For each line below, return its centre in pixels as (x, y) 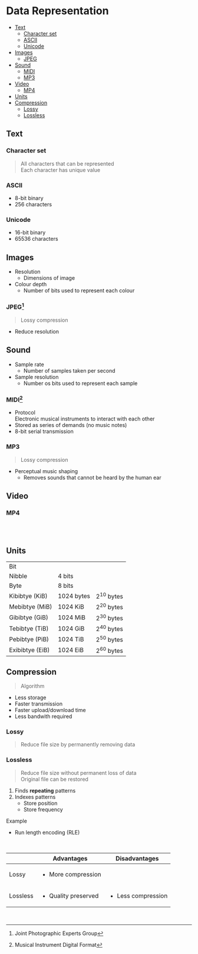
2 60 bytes (110, 650)
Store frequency (43, 809)
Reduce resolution (37, 331)
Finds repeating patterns (45, 790)
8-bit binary (29, 198)
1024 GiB (71, 628)
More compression (75, 874)
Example (17, 821)
